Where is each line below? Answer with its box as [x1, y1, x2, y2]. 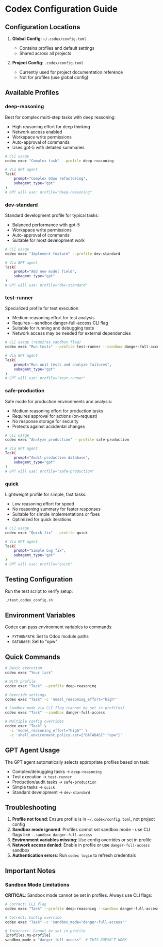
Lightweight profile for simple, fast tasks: [5, 491, 87, 497]
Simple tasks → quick [12, 784, 55, 790]
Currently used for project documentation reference [19, 69, 123, 75]
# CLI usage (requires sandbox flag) [5, 340, 81, 345]
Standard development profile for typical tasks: [5, 212, 99, 218]
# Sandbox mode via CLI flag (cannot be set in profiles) [5, 706, 125, 711]
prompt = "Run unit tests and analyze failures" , [14, 362, 112, 367]
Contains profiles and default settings [19, 45, 95, 51]
